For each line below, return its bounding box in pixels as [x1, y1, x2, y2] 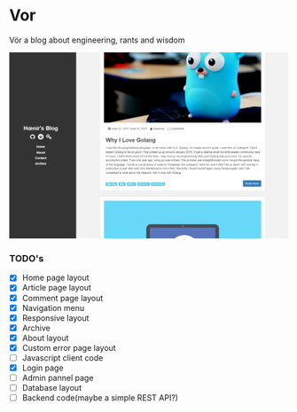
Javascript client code [21, 352, 104, 363]
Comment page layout [21, 292, 104, 303]
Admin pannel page [21, 373, 94, 384]
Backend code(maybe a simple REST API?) [21, 393, 179, 403]
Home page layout [21, 272, 90, 284]
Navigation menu [21, 302, 85, 313]
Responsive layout [21, 312, 90, 323]
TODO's [9, 253, 44, 265]
